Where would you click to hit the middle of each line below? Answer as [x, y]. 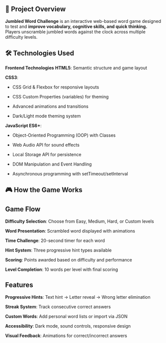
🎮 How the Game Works [44, 190]
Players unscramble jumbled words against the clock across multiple [75, 32]
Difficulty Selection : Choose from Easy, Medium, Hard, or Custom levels [80, 221]
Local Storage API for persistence [47, 154]
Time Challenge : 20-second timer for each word [55, 240]
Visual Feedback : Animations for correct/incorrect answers [66, 336]
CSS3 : [12, 77]
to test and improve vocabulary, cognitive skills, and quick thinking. [76, 26]
